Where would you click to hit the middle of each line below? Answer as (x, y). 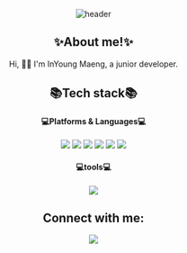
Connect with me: (93, 218)
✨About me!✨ (93, 42)
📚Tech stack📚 (93, 93)
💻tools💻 (93, 167)
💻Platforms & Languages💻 (93, 121)
